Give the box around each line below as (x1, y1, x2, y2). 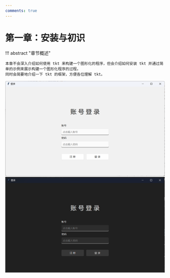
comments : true (5, 8, 37, 13)
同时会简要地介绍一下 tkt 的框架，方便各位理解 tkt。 (5, 71, 105, 77)
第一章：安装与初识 (5, 32, 86, 44)
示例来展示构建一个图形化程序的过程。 (12, 66, 81, 71)
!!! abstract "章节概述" (5, 50, 51, 56)
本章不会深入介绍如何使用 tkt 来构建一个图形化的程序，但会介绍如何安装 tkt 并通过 (5, 61, 160, 66)
